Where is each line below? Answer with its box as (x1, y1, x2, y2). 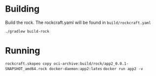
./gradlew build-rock (5, 29, 50, 34)
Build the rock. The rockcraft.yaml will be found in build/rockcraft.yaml (5, 19, 151, 25)
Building (5, 3, 40, 15)
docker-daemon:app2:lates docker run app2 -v (49, 66, 143, 71)
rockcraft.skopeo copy (5, 61, 52, 66)
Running (5, 45, 40, 57)
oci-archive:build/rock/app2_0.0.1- (53, 61, 129, 66)
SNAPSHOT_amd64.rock (5, 66, 48, 71)
